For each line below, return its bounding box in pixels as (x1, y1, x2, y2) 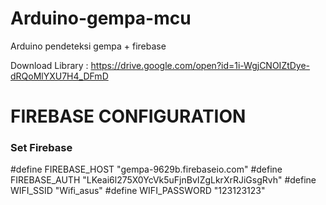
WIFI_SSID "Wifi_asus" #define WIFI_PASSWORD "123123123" (10, 185, 266, 197)
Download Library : (10, 59, 89, 71)
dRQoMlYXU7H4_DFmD (10, 70, 109, 82)
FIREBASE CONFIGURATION (10, 105, 247, 128)
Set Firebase (10, 141, 73, 155)
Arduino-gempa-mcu (10, 7, 192, 30)
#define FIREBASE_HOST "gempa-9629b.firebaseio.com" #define (10, 163, 283, 176)
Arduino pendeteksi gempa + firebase (10, 40, 167, 52)
